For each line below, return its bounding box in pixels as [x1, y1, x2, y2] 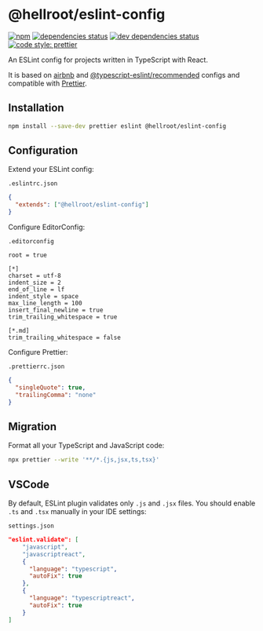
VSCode [8, 477, 49, 491]
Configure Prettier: [8, 348, 68, 357]
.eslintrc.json [8, 180, 58, 188]
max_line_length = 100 [8, 300, 82, 308]
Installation [8, 101, 64, 115]
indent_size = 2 [8, 279, 61, 287]
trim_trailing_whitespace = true [8, 313, 118, 321]
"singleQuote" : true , [15, 383, 86, 392]
